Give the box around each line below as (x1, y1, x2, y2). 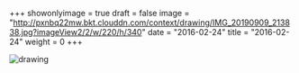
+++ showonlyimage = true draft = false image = (9, 8, 190, 18)
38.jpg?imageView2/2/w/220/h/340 (9, 27, 142, 37)
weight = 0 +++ (24, 36, 83, 47)
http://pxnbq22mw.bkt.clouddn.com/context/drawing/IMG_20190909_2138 (13, 17, 291, 28)
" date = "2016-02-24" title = (141, 27, 249, 37)
